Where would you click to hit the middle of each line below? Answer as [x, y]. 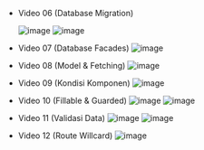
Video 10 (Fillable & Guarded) [72, 100]
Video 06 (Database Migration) [76, 13]
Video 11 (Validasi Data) [62, 118]
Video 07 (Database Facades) [73, 48]
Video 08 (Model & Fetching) [72, 66]
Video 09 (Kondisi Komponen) [74, 83]
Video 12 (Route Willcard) [65, 136]
